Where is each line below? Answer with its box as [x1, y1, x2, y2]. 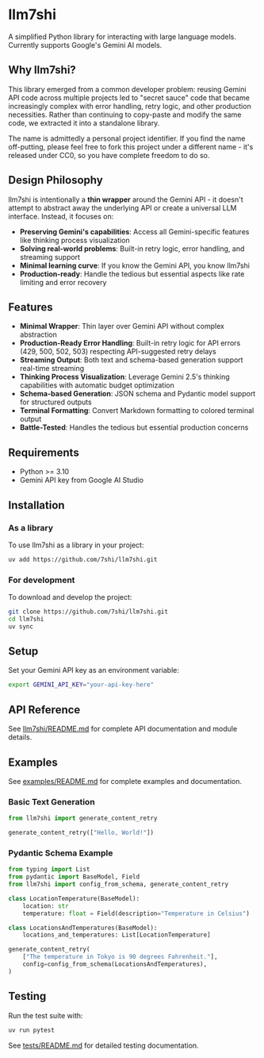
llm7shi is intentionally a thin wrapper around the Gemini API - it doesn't [8, 195, 243, 204]
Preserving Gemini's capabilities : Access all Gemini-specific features [19, 226, 250, 236]
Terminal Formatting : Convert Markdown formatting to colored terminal [19, 406, 254, 415]
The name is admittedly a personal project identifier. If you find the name [8, 133, 246, 143]
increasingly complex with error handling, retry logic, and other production [8, 101, 251, 110]
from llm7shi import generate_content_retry [8, 814, 158, 823]
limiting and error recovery [19, 277, 107, 287]
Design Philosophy [8, 173, 103, 187]
